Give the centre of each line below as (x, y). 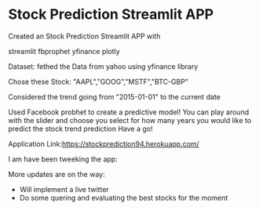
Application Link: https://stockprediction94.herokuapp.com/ (104, 143)
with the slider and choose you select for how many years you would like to (130, 120)
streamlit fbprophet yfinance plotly (64, 51)
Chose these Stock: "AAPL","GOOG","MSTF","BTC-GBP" (98, 81)
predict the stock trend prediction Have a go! (80, 129)
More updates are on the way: (57, 174)
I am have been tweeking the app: (63, 159)
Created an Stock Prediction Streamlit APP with (84, 36)
